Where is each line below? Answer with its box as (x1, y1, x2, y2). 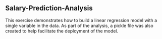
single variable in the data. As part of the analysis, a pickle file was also (5, 22, 154, 28)
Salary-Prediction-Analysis (5, 4, 93, 12)
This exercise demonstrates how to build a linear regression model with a (5, 17, 157, 23)
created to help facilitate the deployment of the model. (5, 27, 119, 34)
